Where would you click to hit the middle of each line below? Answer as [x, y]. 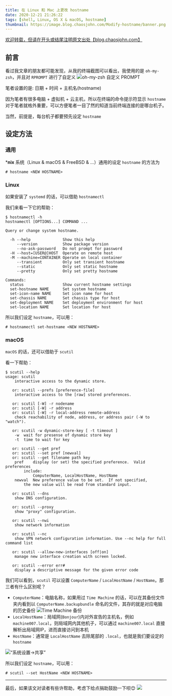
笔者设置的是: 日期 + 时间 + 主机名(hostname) [53, 88]
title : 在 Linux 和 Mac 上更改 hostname [47, 10]
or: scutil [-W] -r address [42, 408]
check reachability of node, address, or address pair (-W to [82, 417]
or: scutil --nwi [31, 521]
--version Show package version [63, 244]
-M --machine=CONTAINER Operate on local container [66, 258]
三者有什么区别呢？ [26, 587]
